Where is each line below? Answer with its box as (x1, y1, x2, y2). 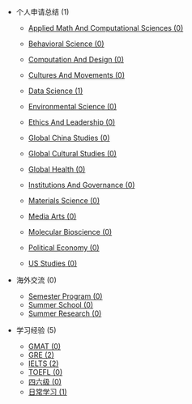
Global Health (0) (28, 164, 86, 174)
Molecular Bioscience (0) (28, 228, 113, 236)
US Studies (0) (28, 258, 78, 268)
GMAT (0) (28, 342, 62, 351)
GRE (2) (28, 351, 55, 359)
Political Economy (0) (28, 243, 100, 253)
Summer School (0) (28, 300, 94, 309)
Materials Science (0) (28, 196, 100, 205)
